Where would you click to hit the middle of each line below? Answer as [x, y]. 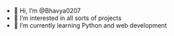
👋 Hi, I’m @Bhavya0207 [47, 11]
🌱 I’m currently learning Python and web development [90, 25]
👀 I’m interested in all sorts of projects [68, 18]
